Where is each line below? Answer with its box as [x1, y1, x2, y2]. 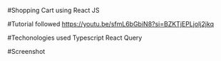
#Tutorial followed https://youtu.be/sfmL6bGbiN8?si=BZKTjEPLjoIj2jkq [7, 20, 215, 28]
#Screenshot [7, 48, 46, 55]
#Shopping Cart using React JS [7, 6, 100, 14]
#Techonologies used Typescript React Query [7, 33, 143, 42]
